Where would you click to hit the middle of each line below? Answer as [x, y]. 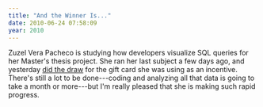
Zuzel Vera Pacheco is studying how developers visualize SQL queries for [129, 53]
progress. [24, 95]
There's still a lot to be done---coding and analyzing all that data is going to [131, 78]
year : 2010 [26, 30]
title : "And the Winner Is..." [60, 15]
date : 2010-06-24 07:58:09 [53, 23]
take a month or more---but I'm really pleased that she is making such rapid [132, 86]
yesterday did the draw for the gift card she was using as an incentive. [123, 70]
